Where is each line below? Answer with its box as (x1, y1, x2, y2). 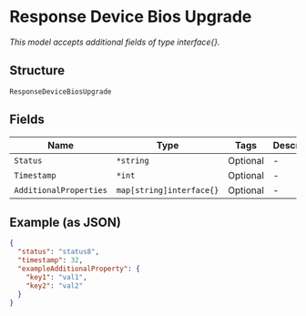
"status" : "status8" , (17, 248, 100, 257)
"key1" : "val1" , (25, 272, 88, 281)
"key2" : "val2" (25, 280, 84, 291)
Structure (9, 63, 66, 78)
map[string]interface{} (116, 185, 219, 195)
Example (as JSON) (9, 214, 121, 229)
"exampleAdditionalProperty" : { (17, 264, 141, 273)
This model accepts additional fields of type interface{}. (9, 36, 220, 47)
